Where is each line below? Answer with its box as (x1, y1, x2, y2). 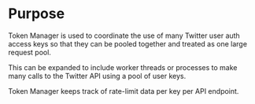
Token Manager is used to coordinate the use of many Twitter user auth (8, 31, 240, 40)
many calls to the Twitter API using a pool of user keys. (8, 71, 187, 80)
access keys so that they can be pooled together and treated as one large (8, 39, 248, 48)
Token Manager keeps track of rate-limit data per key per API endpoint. (8, 86, 239, 95)
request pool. (8, 47, 51, 57)
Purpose (8, 5, 65, 23)
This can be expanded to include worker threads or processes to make (8, 62, 238, 72)
